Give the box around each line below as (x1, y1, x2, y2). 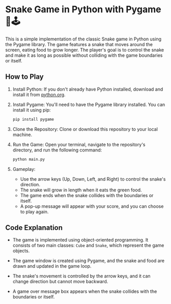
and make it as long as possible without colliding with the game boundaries (5, 52, 163, 58)
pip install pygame (12, 117, 54, 122)
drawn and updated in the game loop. (12, 263, 92, 269)
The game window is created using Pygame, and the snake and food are (12, 257, 164, 264)
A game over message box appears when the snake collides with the (12, 288, 157, 295)
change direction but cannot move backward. (12, 278, 108, 285)
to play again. (20, 208, 49, 214)
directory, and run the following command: (12, 147, 102, 153)
